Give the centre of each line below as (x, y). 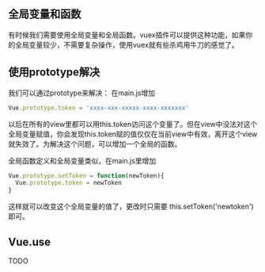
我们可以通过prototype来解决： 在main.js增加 (82, 93)
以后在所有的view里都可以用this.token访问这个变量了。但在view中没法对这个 (133, 124)
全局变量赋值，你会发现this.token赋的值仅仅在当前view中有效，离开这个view (133, 134)
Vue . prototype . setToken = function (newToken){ (86, 176)
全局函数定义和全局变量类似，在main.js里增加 (82, 160)
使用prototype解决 (54, 73)
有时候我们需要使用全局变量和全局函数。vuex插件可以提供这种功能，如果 (127, 35)
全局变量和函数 (45, 14)
